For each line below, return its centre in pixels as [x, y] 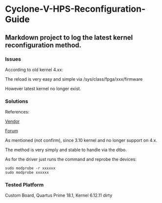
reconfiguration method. [43, 45]
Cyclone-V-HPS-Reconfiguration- [75, 9]
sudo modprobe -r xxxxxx [30, 168]
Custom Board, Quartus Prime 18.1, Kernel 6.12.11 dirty [59, 195]
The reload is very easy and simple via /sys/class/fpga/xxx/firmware [74, 79]
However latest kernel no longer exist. [43, 89]
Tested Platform [24, 185]
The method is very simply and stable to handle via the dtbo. [66, 150]
